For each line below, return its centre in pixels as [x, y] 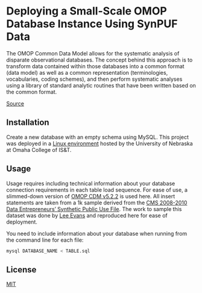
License [21, 269]
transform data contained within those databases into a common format [96, 66]
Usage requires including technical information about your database [91, 183]
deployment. [22, 222]
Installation [28, 123]
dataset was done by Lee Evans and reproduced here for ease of [87, 215]
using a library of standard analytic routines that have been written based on [101, 85]
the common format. [32, 92]
